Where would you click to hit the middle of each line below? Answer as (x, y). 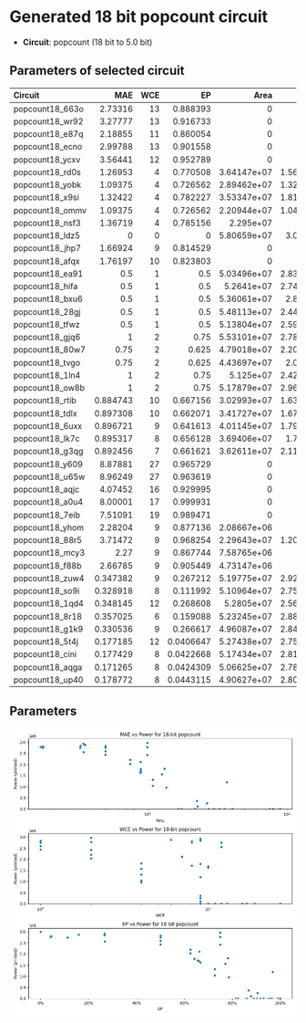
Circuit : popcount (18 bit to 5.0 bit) (87, 42)
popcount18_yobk (47, 185)
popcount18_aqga (48, 667)
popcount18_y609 (48, 464)
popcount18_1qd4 (48, 603)
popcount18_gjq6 (47, 337)
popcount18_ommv (50, 210)
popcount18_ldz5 (46, 235)
